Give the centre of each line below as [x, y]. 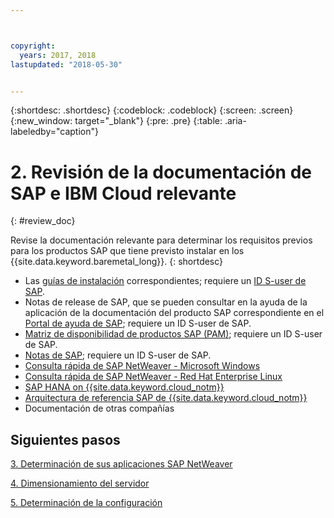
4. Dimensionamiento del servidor [80, 483]
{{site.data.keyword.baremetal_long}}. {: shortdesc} [117, 262]
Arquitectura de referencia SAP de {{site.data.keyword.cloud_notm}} [166, 398]
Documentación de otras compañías [99, 408]
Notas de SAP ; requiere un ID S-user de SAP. [118, 355]
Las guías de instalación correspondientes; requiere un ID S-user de [165, 281]
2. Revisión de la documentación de [161, 172]
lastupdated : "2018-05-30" [66, 64]
